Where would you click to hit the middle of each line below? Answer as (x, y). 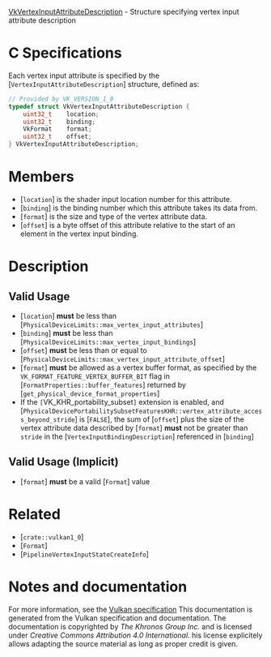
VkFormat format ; (57, 129)
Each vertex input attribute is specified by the (84, 75)
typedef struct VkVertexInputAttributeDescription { (99, 106)
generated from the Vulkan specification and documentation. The (117, 618)
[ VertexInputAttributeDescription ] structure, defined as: (104, 84)
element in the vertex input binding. (79, 234)
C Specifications (66, 53)
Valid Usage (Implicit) (64, 462)
